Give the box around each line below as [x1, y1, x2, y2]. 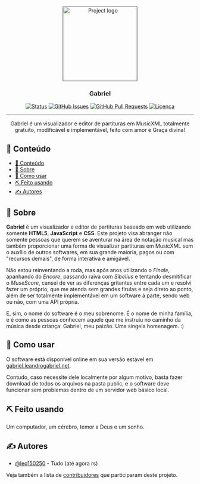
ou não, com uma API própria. [6, 298, 79, 305]
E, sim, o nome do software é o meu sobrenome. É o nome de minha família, [6, 310, 193, 317]
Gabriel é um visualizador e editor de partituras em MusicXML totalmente [10, 120, 190, 127]
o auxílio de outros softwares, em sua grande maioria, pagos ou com [6, 248, 174, 255]
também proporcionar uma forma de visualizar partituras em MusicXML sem [6, 242, 193, 249]
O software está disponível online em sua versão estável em [6, 356, 154, 363]
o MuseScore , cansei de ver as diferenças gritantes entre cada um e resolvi [6, 279, 192, 286]
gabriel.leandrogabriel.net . [6, 362, 71, 369]
